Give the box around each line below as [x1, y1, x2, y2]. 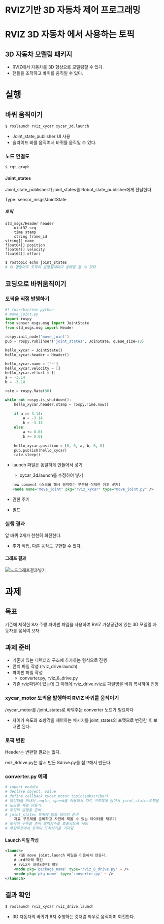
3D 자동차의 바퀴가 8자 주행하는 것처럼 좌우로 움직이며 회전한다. [12, 914, 135, 920]
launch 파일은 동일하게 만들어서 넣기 [12, 462, 83, 468]
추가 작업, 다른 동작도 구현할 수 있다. [12, 543, 82, 549]
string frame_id [14, 234, 48, 239]
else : [14, 425, 26, 430]
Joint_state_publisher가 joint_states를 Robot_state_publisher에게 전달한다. [5, 187, 153, 193]
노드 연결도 [5, 153, 30, 160]
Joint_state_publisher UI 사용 [12, 134, 70, 140]
